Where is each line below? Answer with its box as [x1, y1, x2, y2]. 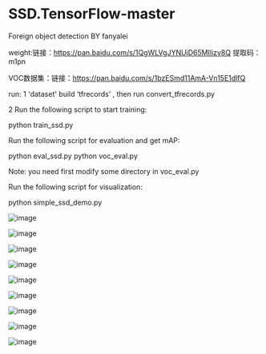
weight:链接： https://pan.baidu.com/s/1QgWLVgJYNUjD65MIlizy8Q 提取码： [8, 47, 261, 57]
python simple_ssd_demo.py [8, 197, 103, 207]
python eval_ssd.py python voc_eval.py [8, 151, 138, 161]
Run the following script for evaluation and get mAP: [8, 135, 180, 145]
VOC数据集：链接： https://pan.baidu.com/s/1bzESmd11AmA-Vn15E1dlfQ [8, 73, 246, 82]
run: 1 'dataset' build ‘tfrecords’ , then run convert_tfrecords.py [8, 89, 215, 98]
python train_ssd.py [8, 120, 74, 129]
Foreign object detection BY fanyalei [8, 31, 128, 41]
